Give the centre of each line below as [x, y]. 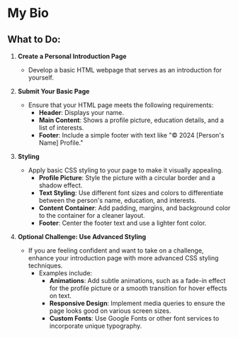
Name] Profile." [61, 143]
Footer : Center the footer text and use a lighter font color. [123, 223]
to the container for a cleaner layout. [92, 215]
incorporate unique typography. [96, 326]
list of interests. [61, 128]
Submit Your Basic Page [53, 91]
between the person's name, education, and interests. [118, 200]
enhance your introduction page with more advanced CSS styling [123, 258]
